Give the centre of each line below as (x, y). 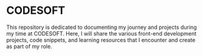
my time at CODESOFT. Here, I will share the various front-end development (101, 33)
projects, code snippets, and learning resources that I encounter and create (101, 40)
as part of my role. (29, 46)
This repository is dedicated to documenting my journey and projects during (101, 27)
